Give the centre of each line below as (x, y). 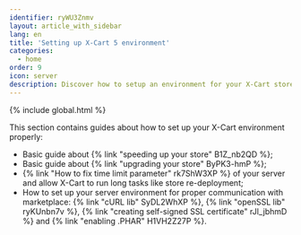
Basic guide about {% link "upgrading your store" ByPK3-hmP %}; (144, 163)
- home (30, 59)
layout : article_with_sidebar (66, 26)
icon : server (34, 76)
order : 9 (26, 68)
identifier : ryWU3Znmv (52, 17)
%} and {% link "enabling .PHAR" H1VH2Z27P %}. (115, 221)
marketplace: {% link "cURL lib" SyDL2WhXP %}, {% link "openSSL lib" (154, 202)
